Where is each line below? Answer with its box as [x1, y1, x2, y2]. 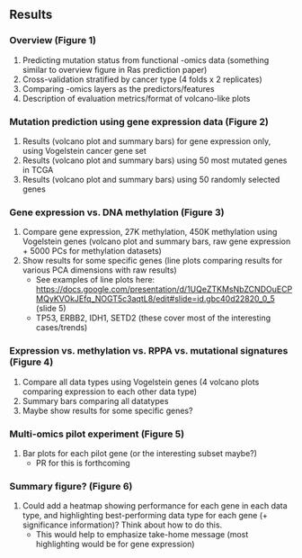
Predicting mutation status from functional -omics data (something [22, 54, 270, 66]
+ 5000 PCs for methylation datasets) [22, 246, 162, 256]
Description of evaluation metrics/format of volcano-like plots [22, 93, 251, 103]
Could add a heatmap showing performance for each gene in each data [22, 500, 288, 511]
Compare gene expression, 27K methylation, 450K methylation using [22, 227, 278, 238]
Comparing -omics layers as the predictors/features [22, 83, 215, 94]
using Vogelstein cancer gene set [22, 145, 147, 156]
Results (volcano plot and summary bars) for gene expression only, [22, 135, 271, 147]
